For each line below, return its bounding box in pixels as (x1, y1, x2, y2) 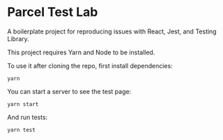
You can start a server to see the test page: (7, 87, 132, 95)
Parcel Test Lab (7, 4, 98, 20)
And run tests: (7, 113, 48, 121)
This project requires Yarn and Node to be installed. (7, 48, 155, 56)
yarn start (7, 100, 39, 108)
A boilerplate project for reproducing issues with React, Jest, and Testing (7, 27, 217, 36)
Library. (7, 34, 29, 42)
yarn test (7, 126, 36, 133)
